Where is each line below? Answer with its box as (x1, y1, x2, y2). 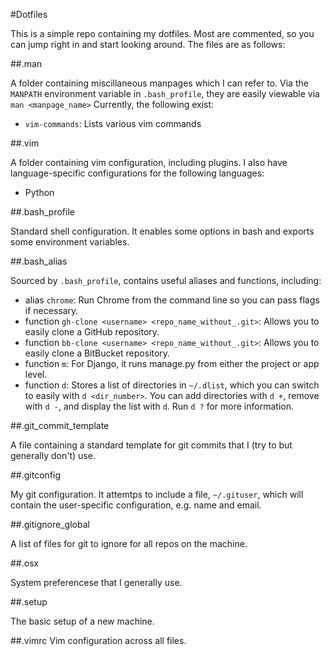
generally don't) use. (10, 450, 96, 461)
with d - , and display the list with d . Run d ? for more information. (24, 400, 294, 412)
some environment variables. (10, 236, 130, 248)
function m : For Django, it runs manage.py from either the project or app (24, 358, 320, 369)
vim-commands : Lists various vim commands (24, 118, 202, 129)
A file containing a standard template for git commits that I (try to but (10, 439, 293, 451)
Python (24, 187, 55, 198)
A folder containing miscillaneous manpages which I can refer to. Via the (10, 77, 309, 89)
